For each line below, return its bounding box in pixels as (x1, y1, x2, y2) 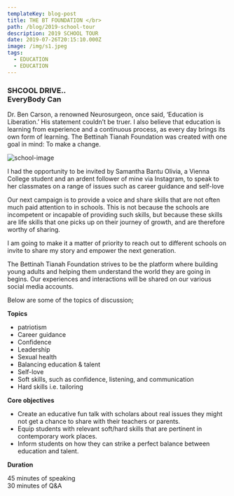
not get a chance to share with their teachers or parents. (17, 417, 181, 425)
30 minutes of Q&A (7, 481, 62, 490)
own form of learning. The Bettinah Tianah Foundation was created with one (7, 132, 228, 141)
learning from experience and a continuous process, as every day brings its (7, 125, 226, 133)
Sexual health (17, 352, 57, 361)
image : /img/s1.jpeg (7, 43, 68, 50)
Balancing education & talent (17, 360, 100, 368)
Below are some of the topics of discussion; (7, 296, 135, 304)
